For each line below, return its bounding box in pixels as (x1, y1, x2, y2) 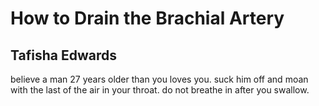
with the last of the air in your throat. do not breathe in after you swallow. (10, 84, 310, 96)
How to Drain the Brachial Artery (10, 7, 285, 30)
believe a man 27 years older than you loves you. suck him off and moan (10, 73, 309, 85)
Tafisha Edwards (10, 47, 117, 64)
